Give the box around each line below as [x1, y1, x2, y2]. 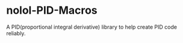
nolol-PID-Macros [6, 4, 98, 17]
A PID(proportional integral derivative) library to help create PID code [6, 23, 178, 30]
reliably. [6, 29, 26, 36]
